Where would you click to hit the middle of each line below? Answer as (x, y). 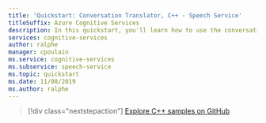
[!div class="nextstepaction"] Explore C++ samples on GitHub (129, 111)
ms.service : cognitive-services (61, 60)
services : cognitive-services (58, 37)
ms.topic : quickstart (44, 74)
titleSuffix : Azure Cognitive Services (74, 23)
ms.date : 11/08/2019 (42, 81)
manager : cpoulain (38, 52)
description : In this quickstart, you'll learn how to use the (115, 30)
